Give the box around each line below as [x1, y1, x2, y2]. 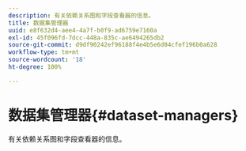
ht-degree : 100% [8, 63, 62, 71]
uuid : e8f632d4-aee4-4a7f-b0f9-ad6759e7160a [8, 26, 157, 34]
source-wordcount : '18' [8, 56, 87, 64]
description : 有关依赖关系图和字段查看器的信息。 [8, 11, 155, 20]
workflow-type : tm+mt [8, 48, 80, 56]
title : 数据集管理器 [8, 19, 69, 27]
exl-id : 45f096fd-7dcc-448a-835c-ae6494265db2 [8, 33, 165, 42]
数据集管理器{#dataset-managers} [8, 106, 239, 124]
